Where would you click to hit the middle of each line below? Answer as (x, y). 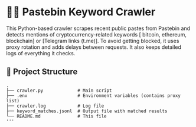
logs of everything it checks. (41, 53)
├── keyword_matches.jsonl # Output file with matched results (87, 111)
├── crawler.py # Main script (59, 91)
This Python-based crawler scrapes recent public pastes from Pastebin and (98, 28)
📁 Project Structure (42, 72)
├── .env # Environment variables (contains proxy (94, 96)
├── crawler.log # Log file (55, 106)
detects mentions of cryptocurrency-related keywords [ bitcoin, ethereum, (97, 34)
